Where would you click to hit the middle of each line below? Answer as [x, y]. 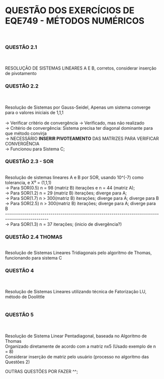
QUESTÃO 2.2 [22, 86]
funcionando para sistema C [34, 258]
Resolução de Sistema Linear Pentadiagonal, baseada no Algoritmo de [76, 336]
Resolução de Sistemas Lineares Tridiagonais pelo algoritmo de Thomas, [78, 253]
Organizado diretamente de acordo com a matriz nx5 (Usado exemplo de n [81, 346]
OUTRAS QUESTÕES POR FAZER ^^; [42, 371]
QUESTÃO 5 [19, 315]
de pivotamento [21, 73]
